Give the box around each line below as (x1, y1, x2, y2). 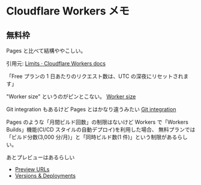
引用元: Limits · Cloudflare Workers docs (6, 60, 106, 67)
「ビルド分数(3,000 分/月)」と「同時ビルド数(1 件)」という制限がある (6, 133, 178, 141)
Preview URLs (14, 166, 50, 173)
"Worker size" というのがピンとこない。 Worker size (6, 93, 136, 100)
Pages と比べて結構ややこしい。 (6, 47, 86, 54)
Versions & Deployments (14, 172, 76, 179)
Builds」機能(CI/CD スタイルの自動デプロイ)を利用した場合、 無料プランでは (6, 126, 196, 133)
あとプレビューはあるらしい (6, 154, 75, 161)
